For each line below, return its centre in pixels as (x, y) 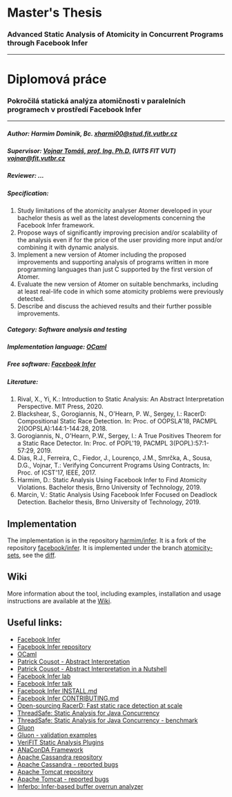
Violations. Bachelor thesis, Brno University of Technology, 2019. (109, 487)
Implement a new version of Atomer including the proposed (101, 255)
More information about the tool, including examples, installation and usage (114, 594)
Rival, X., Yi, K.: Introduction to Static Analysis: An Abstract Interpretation (120, 399)
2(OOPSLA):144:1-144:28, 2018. (62, 429)
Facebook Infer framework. (56, 226)
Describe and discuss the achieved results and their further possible (114, 306)
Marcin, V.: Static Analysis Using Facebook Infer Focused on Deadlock (117, 495)
